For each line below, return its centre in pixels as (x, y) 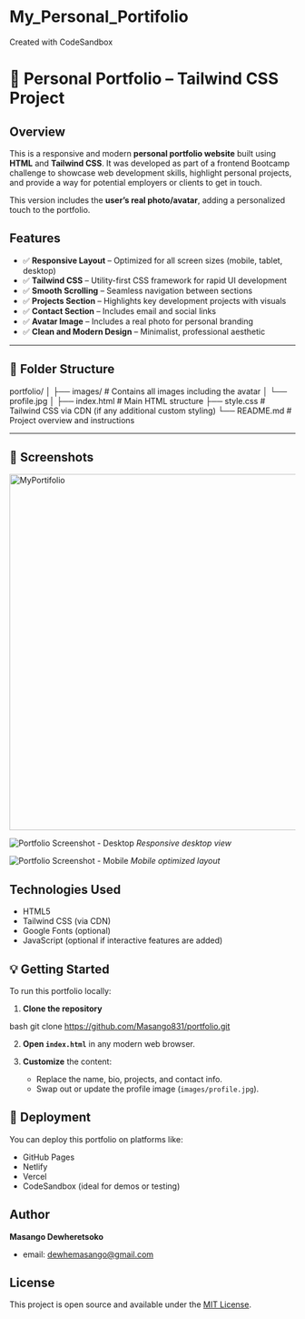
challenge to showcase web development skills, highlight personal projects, (151, 172)
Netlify (35, 1166)
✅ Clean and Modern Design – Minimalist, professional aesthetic (144, 331)
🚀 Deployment (50, 1117)
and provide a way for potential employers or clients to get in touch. (136, 182)
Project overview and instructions (72, 420)
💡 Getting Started (60, 969)
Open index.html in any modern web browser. (108, 1044)
